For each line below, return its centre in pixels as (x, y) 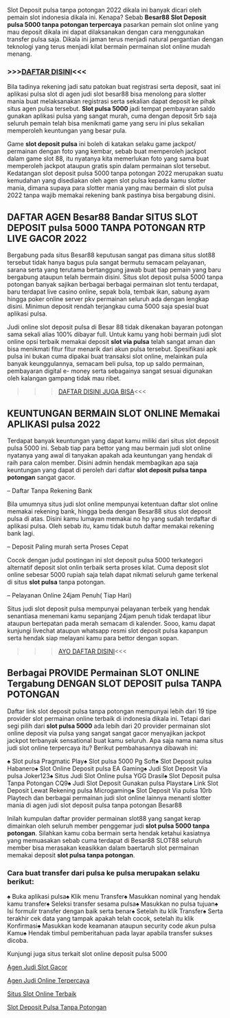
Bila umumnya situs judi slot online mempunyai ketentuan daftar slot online (113, 504)
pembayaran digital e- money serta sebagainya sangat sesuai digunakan (110, 371)
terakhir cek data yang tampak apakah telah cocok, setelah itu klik (101, 919)
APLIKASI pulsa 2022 (54, 424)
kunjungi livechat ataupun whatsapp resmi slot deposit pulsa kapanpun (107, 631)
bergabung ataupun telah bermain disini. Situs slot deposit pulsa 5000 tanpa (115, 277)
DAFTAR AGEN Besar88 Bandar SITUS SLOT (103, 217)
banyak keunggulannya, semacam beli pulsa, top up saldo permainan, (106, 364)
